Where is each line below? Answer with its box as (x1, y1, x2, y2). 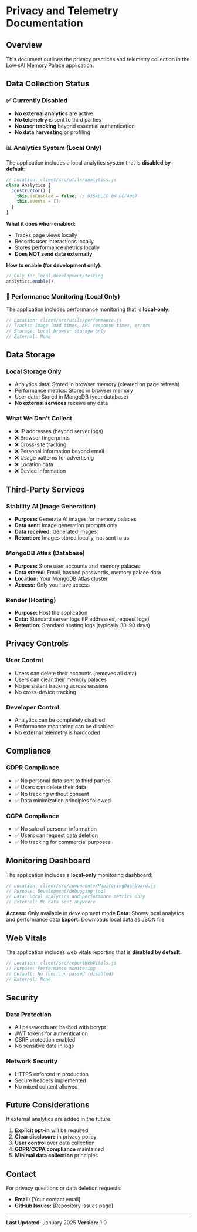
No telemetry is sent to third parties (14, 116, 101, 123)
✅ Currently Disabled (6, 96, 68, 105)
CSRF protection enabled (14, 1036, 76, 1043)
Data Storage (6, 350, 55, 360)
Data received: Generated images (14, 528, 97, 535)
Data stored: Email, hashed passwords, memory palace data (14, 568, 161, 575)
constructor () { (11, 188, 51, 193)
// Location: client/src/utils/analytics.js (6, 176, 117, 183)
